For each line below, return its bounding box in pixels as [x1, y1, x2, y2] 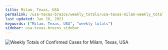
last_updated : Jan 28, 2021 [5, 16, 64, 21]
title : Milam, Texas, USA [5, 7, 59, 12]
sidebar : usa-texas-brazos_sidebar [5, 26, 79, 31]
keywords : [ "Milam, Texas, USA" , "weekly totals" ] [5, 21, 113, 26]
